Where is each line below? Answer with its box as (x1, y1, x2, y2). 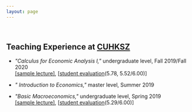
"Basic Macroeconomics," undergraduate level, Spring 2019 (14, 93, 161, 100)
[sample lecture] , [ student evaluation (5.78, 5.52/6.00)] (14, 70, 147, 77)
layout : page (6, 8, 39, 15)
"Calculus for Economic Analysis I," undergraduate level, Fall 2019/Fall (14, 57, 187, 65)
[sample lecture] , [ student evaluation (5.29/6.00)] (14, 99, 135, 106)
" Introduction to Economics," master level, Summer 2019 (14, 81, 155, 88)
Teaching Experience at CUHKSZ (6, 42, 130, 52)
